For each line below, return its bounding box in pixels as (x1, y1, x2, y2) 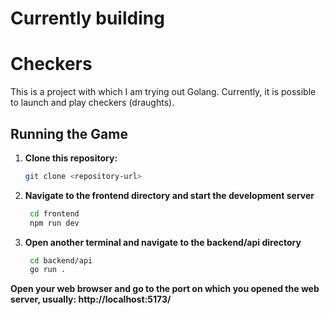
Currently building (10, 7, 165, 30)
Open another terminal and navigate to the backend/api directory (24, 236, 302, 248)
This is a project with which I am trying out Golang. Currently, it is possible (10, 86, 317, 98)
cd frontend (29, 208, 80, 219)
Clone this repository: (24, 152, 118, 164)
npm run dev (29, 218, 80, 228)
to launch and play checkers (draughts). (10, 97, 175, 109)
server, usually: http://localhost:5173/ (10, 293, 172, 306)
